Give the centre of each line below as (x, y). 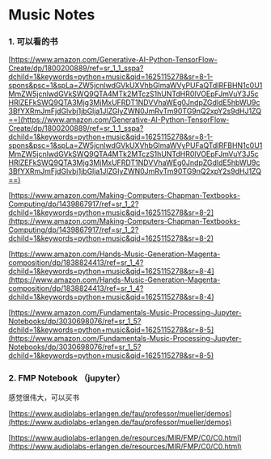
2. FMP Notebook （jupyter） (67, 378)
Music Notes (52, 15)
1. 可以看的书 (33, 42)
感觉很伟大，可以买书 (44, 397)
